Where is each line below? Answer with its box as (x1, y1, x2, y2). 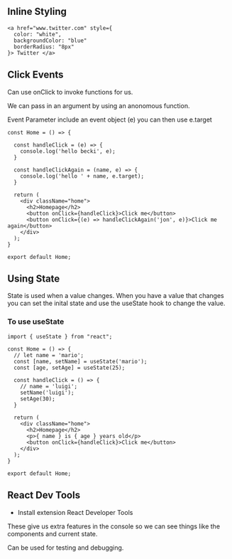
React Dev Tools (7, 489, 80, 501)
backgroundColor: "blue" (13, 37, 87, 44)
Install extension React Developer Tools (17, 508, 133, 516)
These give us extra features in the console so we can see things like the (7, 522, 221, 531)
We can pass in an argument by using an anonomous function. (7, 101, 190, 110)
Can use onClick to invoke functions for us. (7, 87, 133, 96)
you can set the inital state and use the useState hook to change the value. (7, 299, 226, 308)
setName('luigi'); (20, 389, 74, 396)
